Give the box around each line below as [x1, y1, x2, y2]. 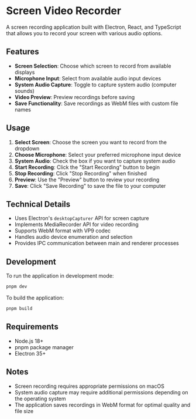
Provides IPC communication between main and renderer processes [14, 239, 180, 247]
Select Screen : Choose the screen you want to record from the [14, 138, 167, 146]
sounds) [14, 87, 35, 94]
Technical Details [6, 199, 71, 209]
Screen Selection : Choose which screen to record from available [14, 62, 171, 69]
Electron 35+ [14, 350, 46, 357]
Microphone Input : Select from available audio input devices [14, 75, 161, 82]
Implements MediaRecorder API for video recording [14, 221, 139, 228]
